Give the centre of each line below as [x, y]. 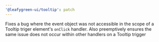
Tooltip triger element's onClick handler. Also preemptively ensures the [78, 29]
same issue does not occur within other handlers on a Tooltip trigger [75, 34]
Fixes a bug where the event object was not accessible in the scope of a [79, 24]
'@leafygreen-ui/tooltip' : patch [40, 10]
